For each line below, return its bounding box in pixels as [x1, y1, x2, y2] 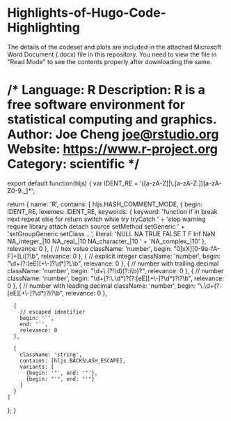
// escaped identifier [19, 308, 86, 315]
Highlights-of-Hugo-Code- [7, 5, 167, 21]
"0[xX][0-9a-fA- [173, 244, 221, 252]
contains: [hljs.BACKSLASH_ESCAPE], [19, 357, 127, 364]
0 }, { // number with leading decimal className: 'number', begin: [7, 281, 196, 290]
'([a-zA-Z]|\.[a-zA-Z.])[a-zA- [139, 179, 222, 187]
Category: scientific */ [7, 156, 140, 172]
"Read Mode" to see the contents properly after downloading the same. [7, 57, 212, 66]
